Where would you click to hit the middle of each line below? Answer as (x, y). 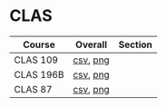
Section (135, 44)
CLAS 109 (36, 60)
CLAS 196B (39, 74)
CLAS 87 (33, 89)
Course (39, 44)
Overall (91, 44)
